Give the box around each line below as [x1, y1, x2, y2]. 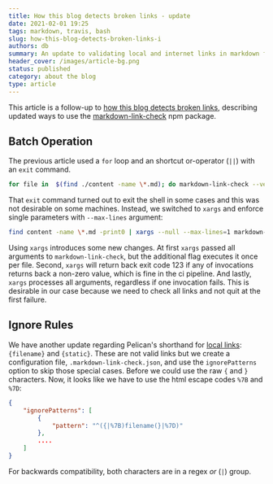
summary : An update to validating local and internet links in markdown [8, 50, 260, 58]
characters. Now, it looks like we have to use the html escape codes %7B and [8, 374, 263, 384]
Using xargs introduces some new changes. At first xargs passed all [8, 243, 236, 253]
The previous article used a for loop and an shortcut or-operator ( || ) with [8, 156, 255, 166]
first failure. [8, 294, 47, 305]
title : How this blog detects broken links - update [8, 11, 191, 20]
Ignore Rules [8, 318, 74, 332]
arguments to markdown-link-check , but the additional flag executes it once [8, 251, 258, 261]
